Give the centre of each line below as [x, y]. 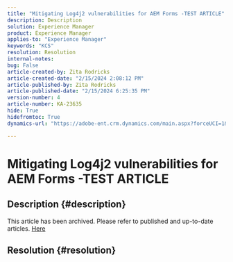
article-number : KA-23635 [44, 104]
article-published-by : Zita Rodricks [62, 85]
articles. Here [27, 228]
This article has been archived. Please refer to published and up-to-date [110, 221]
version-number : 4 [34, 98]
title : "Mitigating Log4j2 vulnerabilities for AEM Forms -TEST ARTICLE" [116, 14]
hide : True [23, 110]
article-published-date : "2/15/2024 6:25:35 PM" [79, 91]
